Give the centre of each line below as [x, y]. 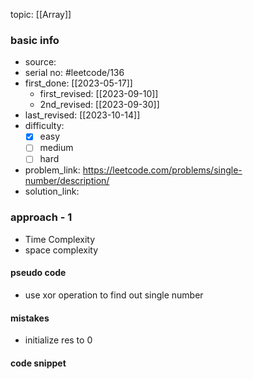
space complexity [61, 250]
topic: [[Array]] [41, 14]
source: [40, 62]
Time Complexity [60, 239]
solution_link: [52, 191]
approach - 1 [41, 217]
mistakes [30, 318]
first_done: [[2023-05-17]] [78, 83]
